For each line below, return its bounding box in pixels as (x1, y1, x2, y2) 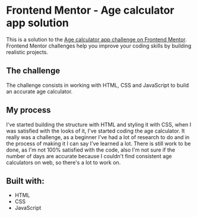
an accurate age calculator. (6, 87, 73, 95)
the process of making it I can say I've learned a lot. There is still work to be (6, 140, 191, 147)
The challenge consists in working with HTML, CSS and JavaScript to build (6, 81, 189, 89)
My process (6, 105, 51, 115)
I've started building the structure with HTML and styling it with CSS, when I (6, 121, 192, 128)
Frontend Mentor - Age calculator (6, 4, 174, 17)
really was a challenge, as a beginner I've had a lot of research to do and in (6, 133, 190, 140)
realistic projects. (6, 48, 49, 55)
